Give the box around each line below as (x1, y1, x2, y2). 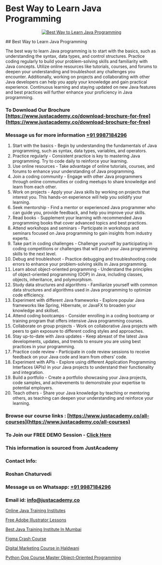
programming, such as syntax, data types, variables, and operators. (12, 148, 147, 154)
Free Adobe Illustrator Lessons (5, 517, 67, 523)
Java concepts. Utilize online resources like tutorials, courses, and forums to (5, 64, 157, 69)
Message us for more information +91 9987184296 (5, 131, 127, 138)
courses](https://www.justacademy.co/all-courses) (5, 419, 131, 425)
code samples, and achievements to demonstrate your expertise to (12, 380, 146, 386)
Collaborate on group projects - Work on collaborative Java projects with (12, 323, 158, 329)
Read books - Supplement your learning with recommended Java (12, 215, 142, 221)
